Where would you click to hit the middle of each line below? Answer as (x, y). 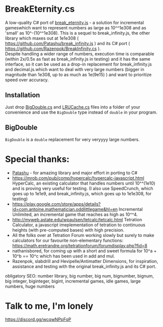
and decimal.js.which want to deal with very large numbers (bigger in (75, 69)
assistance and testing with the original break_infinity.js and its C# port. (84, 266)
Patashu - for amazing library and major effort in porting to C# (75, 173)
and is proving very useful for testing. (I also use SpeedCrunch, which (82, 188)
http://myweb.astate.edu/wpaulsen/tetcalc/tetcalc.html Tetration (77, 219)
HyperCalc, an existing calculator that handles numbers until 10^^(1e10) (84, 183)
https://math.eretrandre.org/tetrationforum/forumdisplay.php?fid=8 (80, 245)
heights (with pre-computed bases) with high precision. (68, 230)
